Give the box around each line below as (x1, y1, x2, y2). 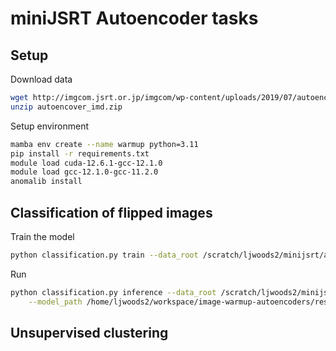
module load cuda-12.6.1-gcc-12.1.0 (10, 158, 163, 168)
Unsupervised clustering (10, 324, 169, 341)
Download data (10, 73, 73, 85)
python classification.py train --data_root (10, 250, 199, 260)
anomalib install (10, 177, 83, 187)
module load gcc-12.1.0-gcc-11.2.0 (10, 167, 159, 177)
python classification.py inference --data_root (10, 287, 217, 297)
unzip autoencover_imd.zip (10, 102, 123, 112)
